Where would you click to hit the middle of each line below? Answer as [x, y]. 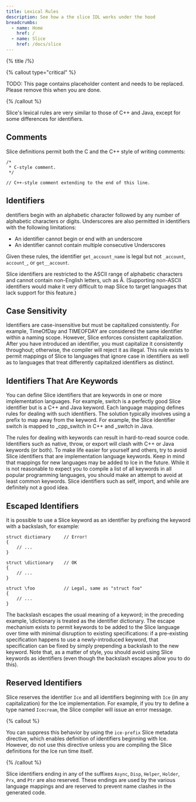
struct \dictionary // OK [42, 563]
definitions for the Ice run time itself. [50, 751]
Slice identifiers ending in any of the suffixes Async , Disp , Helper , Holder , [93, 774]
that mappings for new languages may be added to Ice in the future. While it [98, 463]
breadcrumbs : [22, 22]
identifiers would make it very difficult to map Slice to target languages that [97, 286]
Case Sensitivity [37, 311]
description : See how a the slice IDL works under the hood [81, 17]
